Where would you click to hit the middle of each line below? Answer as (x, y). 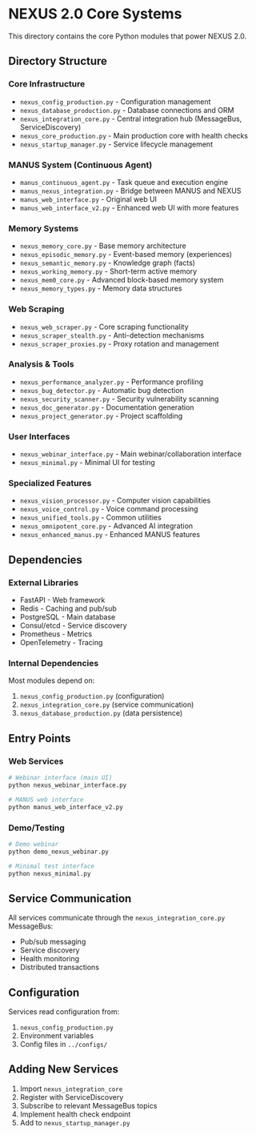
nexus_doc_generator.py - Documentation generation (107, 407)
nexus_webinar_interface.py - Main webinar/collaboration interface (131, 454)
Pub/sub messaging (53, 942)
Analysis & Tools (41, 364)
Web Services (36, 761)
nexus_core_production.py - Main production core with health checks (134, 135)
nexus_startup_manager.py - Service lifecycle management (116, 144)
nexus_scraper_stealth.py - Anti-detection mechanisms (112, 335)
